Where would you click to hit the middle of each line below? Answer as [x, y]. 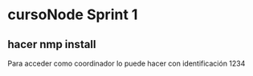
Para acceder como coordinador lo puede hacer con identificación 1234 [126, 63]
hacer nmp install [52, 44]
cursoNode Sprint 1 [73, 15]
